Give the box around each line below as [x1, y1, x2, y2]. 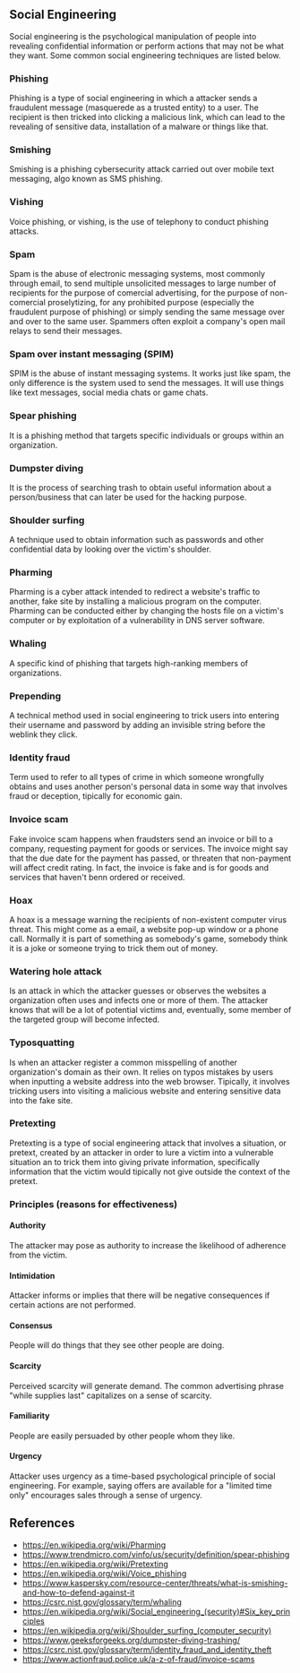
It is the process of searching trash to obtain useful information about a [9, 482, 271, 493]
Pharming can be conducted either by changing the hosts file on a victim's [9, 605, 284, 616]
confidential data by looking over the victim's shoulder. [9, 544, 212, 554]
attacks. [9, 226, 39, 236]
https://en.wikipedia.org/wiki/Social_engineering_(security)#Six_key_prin [21, 1606, 291, 1617]
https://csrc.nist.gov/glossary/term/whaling [21, 1596, 182, 1607]
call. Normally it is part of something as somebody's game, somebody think [9, 933, 288, 944]
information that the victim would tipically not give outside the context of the [9, 1166, 291, 1177]
